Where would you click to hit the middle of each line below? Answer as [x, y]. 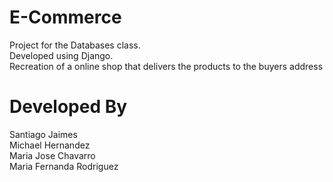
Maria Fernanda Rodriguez [64, 166]
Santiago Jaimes [43, 134]
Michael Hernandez [50, 145]
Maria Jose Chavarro [52, 155]
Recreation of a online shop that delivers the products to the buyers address [166, 66]
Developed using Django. [61, 55]
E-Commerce [65, 17]
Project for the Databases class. [75, 45]
